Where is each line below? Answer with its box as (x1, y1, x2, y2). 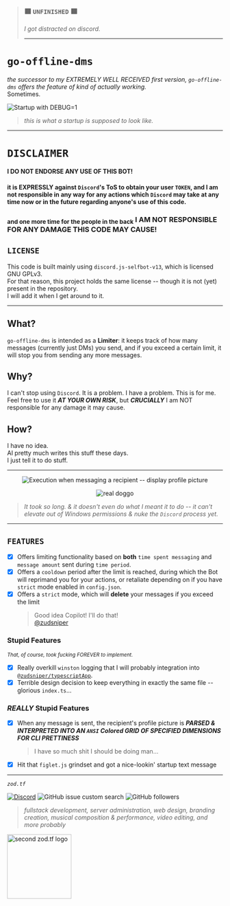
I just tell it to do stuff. (7, 456, 68, 464)
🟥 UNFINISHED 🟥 (23, 6, 77, 16)
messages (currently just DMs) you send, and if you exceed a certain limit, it (7, 343, 222, 352)
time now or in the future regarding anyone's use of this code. (7, 197, 187, 205)
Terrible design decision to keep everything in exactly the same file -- (16, 678, 214, 686)
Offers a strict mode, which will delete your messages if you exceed (16, 590, 214, 598)
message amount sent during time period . (16, 560, 131, 569)
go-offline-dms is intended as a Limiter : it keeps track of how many (7, 336, 199, 344)
